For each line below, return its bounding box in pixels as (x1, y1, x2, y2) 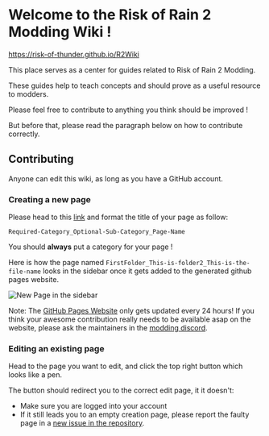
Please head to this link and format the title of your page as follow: (8, 212, 228, 222)
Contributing (8, 152, 74, 166)
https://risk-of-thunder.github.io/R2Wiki (8, 49, 139, 59)
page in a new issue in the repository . (19, 418, 145, 428)
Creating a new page (8, 193, 91, 205)
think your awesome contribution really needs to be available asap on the (8, 314, 251, 324)
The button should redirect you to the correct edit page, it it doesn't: (8, 385, 234, 396)
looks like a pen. (8, 370, 63, 380)
